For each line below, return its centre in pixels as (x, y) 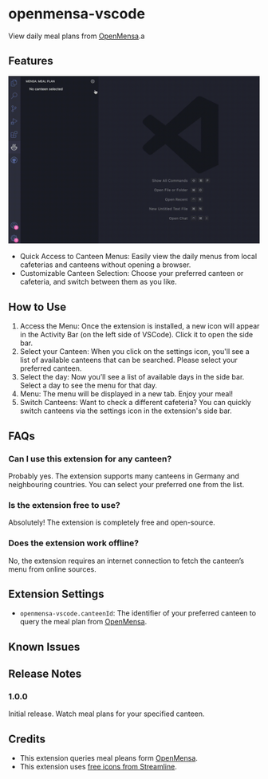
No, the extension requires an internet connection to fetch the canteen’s (126, 561)
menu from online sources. (53, 569)
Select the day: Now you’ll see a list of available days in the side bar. (132, 377)
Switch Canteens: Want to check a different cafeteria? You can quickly (135, 403)
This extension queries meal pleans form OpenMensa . (108, 758)
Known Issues (44, 647)
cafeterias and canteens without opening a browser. (105, 265)
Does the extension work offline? (74, 543)
